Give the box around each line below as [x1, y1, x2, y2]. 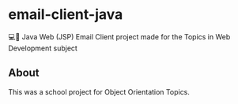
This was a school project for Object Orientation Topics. [8, 87, 190, 96]
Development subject [8, 43, 77, 53]
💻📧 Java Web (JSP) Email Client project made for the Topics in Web [8, 32, 231, 41]
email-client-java [8, 6, 123, 24]
